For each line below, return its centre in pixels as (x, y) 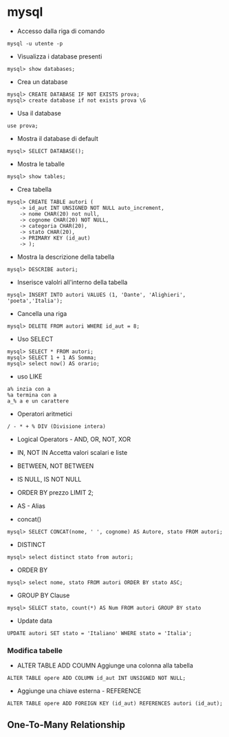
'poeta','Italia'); (35, 301)
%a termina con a (32, 395)
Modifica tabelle (35, 650)
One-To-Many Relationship (66, 724)
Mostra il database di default (57, 138)
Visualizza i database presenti (59, 56)
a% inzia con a (29, 389)
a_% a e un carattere (38, 401)
